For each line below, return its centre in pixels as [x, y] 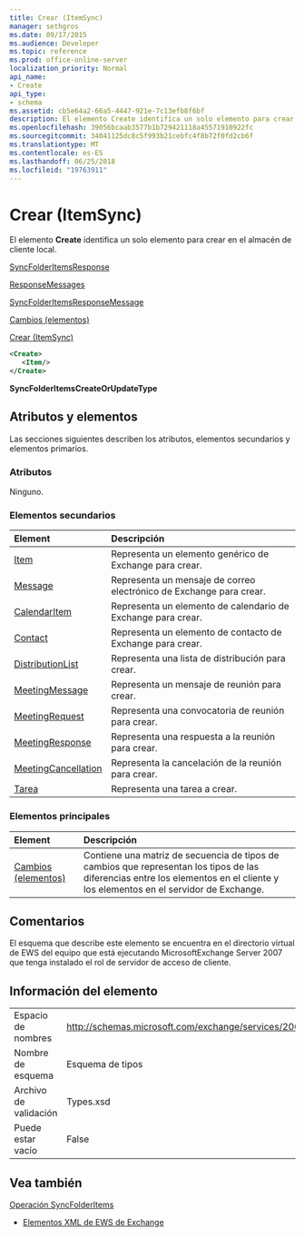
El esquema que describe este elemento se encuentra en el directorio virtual [152, 943]
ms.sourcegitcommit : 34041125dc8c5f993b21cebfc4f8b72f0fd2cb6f [132, 136]
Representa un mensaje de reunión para [196, 685]
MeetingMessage [51, 690]
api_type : [28, 94]
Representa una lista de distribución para [198, 658]
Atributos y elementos [74, 417]
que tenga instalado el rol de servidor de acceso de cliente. [120, 963]
